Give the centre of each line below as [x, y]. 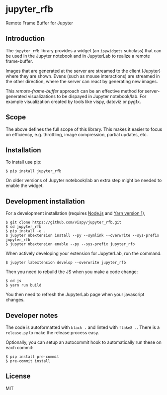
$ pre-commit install [28, 361]
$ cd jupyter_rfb [24, 227]
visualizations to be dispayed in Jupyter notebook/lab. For [87, 96]
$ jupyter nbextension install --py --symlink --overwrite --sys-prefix [83, 236]
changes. [15, 300]
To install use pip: [24, 162]
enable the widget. [25, 186]
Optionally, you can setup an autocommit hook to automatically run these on [84, 342]
